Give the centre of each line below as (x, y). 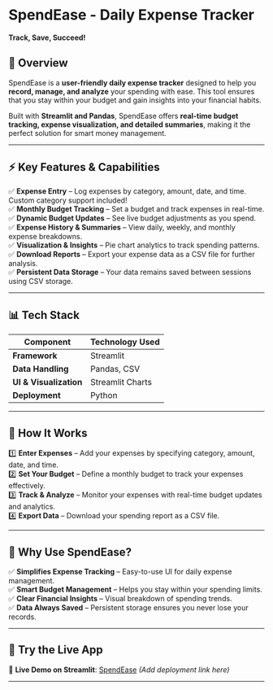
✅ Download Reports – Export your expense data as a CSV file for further (132, 254)
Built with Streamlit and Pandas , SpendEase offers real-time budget (123, 116)
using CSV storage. (41, 281)
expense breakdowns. (45, 236)
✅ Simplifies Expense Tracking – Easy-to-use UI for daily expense (120, 572)
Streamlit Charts (121, 382)
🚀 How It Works (48, 433)
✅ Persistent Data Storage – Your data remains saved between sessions (130, 272)
